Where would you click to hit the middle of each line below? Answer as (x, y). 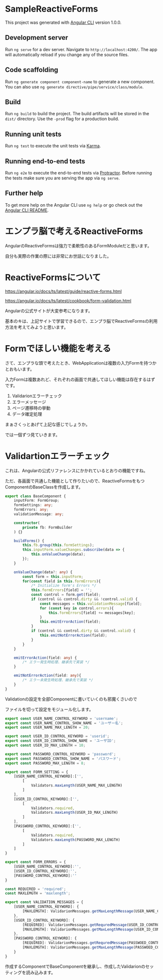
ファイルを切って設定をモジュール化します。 (49, 709)
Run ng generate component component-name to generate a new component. (80, 82)
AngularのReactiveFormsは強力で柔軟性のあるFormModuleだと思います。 (78, 245)
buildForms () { (29, 541)
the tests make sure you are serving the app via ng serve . (62, 178)
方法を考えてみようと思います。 (37, 327)
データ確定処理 (27, 414)
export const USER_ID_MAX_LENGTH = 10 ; (45, 745)
